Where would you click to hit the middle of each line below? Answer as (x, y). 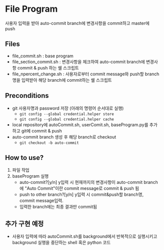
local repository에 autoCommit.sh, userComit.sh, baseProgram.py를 (80, 125)
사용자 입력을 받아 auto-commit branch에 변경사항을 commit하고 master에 (77, 23)
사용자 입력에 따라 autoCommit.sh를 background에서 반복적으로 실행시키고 (85, 236)
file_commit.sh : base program (43, 56)
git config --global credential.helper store (67, 114)
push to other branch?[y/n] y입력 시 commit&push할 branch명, (82, 195)
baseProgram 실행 (30, 176)
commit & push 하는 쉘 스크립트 (48, 68)
